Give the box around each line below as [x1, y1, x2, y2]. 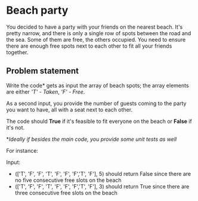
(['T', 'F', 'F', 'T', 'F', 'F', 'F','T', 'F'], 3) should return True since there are [14, 183, 190, 190]
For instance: [6, 147, 39, 154]
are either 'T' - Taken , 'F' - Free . [6, 88, 85, 95]
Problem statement [6, 66, 79, 76]
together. [6, 48, 29, 55]
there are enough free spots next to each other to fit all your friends [6, 42, 172, 50]
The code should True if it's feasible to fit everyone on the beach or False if [6, 117, 192, 125]
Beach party [6, 4, 69, 17]
